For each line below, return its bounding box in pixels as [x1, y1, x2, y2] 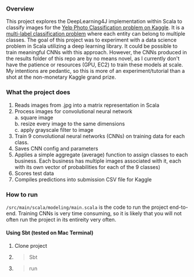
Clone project [14, 243, 48, 250]
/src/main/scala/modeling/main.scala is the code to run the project [6, 204, 168, 211]
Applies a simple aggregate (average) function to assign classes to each [14, 151, 188, 158]
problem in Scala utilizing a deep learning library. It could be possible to [6, 43, 178, 50]
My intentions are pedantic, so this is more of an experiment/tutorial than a [6, 68, 185, 75]
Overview [6, 5, 34, 13]
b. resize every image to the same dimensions [14, 120, 125, 127]
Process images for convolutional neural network [14, 107, 133, 115]
